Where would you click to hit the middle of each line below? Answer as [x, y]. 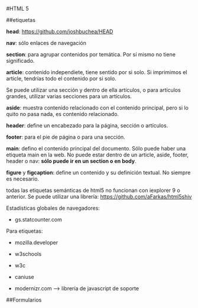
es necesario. [23, 179]
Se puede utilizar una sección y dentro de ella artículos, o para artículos [94, 90]
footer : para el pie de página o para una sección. [66, 137]
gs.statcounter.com [38, 219]
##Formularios [24, 300]
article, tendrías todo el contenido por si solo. [61, 78]
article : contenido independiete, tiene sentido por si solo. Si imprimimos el [97, 72]
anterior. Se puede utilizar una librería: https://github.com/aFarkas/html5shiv [99, 197]
